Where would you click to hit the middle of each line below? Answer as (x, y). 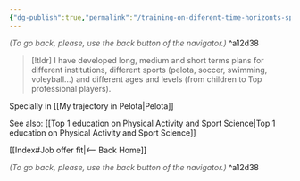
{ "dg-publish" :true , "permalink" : (71, 17)
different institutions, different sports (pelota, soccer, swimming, (149, 70)
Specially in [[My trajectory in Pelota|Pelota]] (92, 106)
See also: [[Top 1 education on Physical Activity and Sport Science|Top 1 (142, 123)
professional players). (71, 88)
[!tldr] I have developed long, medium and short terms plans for (148, 60)
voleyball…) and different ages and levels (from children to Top (146, 79)
